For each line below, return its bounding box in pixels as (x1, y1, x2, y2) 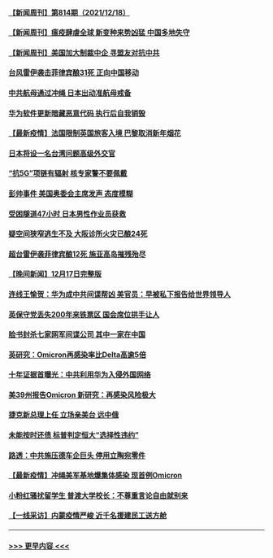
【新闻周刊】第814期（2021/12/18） (8, 7, 130, 17)
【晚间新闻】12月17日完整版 (8, 269, 102, 279)
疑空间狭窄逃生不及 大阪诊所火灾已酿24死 (8, 229, 148, 239)
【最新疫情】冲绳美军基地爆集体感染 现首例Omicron (8, 470, 183, 480)
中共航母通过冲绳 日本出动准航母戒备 (8, 88, 132, 98)
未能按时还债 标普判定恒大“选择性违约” (8, 430, 140, 440)
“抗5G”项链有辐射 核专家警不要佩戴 (8, 168, 128, 178)
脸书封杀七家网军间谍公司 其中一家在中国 (8, 329, 146, 339)
